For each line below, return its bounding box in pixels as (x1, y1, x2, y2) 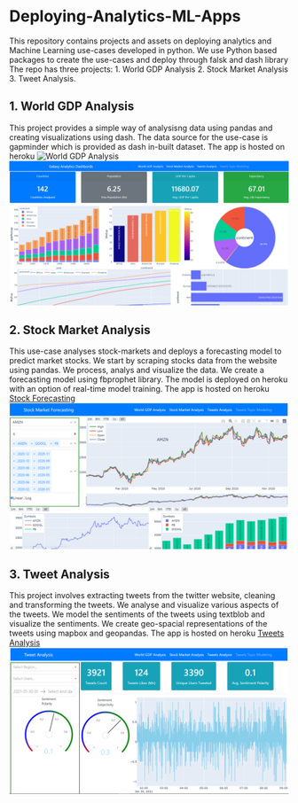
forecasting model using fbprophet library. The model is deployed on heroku (9, 374, 288, 385)
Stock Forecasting (9, 393, 75, 404)
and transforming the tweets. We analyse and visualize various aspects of (9, 600, 279, 611)
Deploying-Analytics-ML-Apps (9, 6, 241, 27)
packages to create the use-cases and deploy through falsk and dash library (9, 54, 289, 65)
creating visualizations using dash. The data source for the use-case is (9, 131, 269, 143)
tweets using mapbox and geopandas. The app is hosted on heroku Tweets (9, 628, 285, 639)
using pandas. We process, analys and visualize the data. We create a (9, 365, 264, 376)
